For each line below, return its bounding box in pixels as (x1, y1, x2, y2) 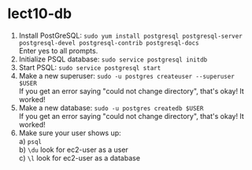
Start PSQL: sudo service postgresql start (18, 62, 161, 72)
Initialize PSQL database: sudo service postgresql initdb (18, 54, 208, 64)
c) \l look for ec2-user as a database (18, 153, 141, 162)
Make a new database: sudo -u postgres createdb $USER (18, 103, 204, 113)
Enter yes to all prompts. (18, 46, 98, 55)
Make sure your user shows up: (18, 128, 121, 138)
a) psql (18, 136, 43, 146)
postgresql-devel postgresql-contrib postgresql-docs (18, 39, 199, 47)
